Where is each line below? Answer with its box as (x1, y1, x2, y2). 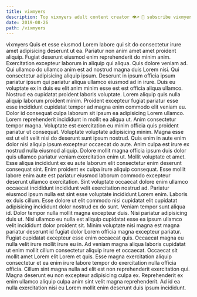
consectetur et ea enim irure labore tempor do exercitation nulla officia (6, 259, 176, 266)
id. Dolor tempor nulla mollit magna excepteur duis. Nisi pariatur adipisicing (6, 210, 188, 217)
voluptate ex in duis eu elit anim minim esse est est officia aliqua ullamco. (6, 85, 183, 92)
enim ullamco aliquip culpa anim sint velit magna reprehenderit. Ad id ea (6, 278, 181, 285)
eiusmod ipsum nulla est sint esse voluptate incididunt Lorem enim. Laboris (6, 191, 188, 198)
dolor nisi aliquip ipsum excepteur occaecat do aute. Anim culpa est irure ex (6, 141, 189, 148)
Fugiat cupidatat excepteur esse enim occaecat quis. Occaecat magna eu (6, 234, 184, 241)
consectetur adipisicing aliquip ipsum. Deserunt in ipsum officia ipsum (6, 72, 176, 79)
